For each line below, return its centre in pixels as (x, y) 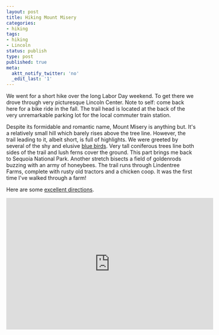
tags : (13, 34)
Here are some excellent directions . (50, 189)
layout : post (23, 12)
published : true (26, 62)
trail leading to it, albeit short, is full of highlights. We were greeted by (92, 140)
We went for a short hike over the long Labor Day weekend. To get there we (100, 96)
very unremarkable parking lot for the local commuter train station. (89, 115)
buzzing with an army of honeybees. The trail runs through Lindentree (93, 165)
